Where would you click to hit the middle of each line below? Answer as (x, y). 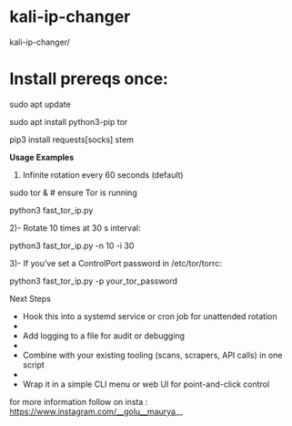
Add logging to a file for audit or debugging (103, 336)
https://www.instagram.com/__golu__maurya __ (96, 411)
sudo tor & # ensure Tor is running (74, 192)
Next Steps (30, 298)
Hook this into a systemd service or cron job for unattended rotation (150, 316)
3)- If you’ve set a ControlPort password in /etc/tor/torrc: (116, 263)
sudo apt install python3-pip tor (69, 121)
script (34, 364)
